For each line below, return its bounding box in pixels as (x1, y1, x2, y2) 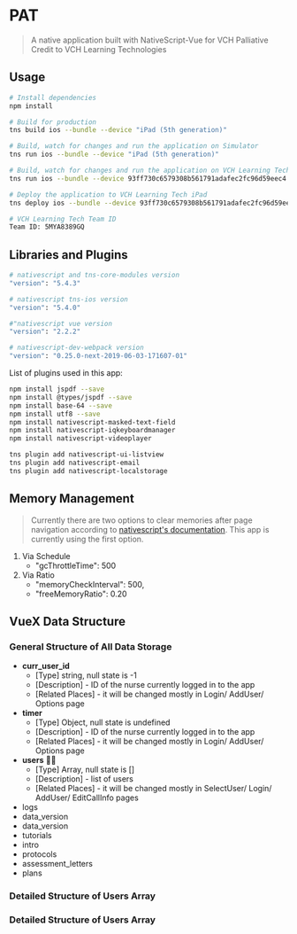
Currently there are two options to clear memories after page (30, 515, 254, 525)
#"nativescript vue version (9, 319, 113, 328)
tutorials (21, 830, 52, 841)
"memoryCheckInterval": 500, (34, 579, 145, 589)
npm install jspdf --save (9, 385, 104, 394)
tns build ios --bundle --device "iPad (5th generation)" (9, 126, 227, 135)
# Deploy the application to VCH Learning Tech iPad (9, 190, 208, 199)
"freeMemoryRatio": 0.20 (34, 588, 127, 599)
